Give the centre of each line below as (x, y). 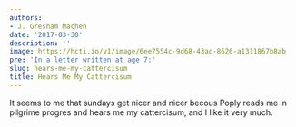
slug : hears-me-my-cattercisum (69, 69)
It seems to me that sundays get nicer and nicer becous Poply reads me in (148, 103)
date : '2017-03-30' (46, 34)
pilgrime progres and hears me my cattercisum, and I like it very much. (142, 112)
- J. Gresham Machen (49, 26)
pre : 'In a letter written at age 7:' (83, 60)
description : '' (40, 43)
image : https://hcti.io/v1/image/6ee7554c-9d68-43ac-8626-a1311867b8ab (148, 52)
